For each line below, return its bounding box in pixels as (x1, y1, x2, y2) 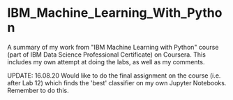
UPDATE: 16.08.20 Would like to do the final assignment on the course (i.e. (7, 71, 221, 80)
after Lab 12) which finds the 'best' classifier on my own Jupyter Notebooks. (7, 78, 227, 87)
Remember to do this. (7, 86, 69, 94)
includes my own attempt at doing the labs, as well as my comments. (7, 57, 205, 66)
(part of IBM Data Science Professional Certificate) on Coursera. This (7, 50, 206, 59)
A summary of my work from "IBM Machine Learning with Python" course (7, 43, 219, 51)
